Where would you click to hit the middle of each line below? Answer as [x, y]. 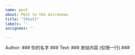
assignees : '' [20, 28]
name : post [17, 10]
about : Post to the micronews [37, 14]
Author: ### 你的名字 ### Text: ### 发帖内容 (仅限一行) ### [67, 47]
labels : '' [17, 24]
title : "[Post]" [22, 19]
